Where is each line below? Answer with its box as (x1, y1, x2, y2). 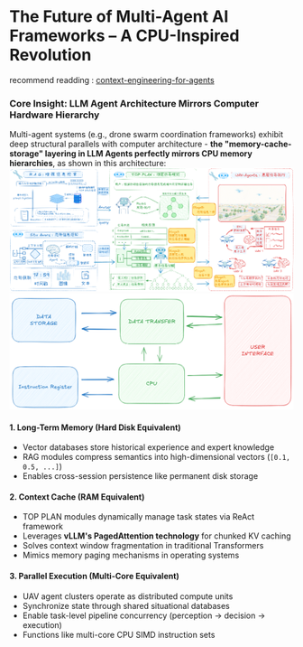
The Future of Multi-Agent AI (9, 6, 229, 27)
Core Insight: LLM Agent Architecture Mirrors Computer (9, 97, 260, 109)
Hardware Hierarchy (9, 108, 100, 121)
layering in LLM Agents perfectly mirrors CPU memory (44, 148, 252, 159)
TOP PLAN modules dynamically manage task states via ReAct (22, 511, 255, 522)
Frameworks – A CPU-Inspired (9, 25, 240, 46)
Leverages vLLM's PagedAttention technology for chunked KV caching (22, 530, 291, 541)
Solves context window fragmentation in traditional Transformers (22, 540, 264, 551)
